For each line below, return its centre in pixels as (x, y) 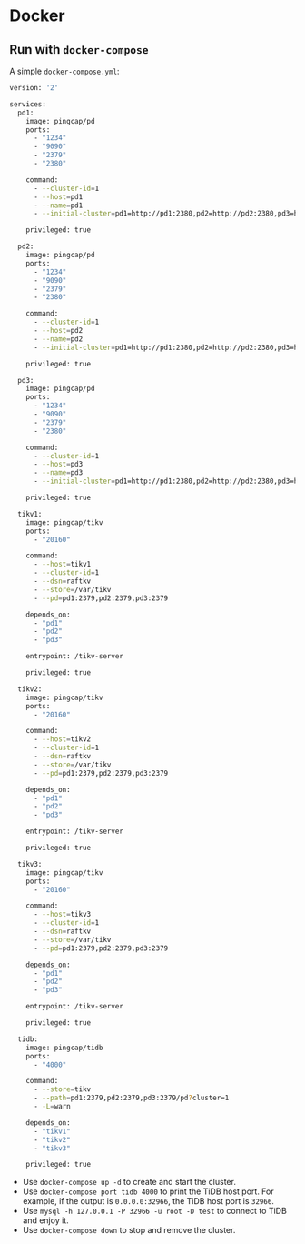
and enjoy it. (46, 1220)
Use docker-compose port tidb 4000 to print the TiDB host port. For (148, 1191)
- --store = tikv (62, 1089)
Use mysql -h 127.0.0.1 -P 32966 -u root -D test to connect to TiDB (155, 1211)
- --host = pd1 (58, 196)
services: (28, 104)
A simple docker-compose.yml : (64, 71)
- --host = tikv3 (62, 915)
